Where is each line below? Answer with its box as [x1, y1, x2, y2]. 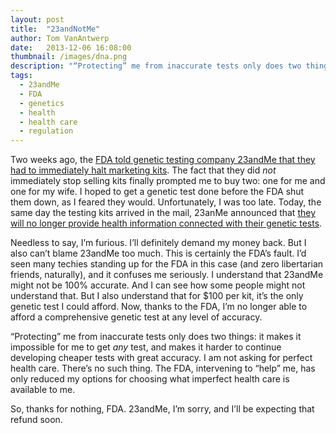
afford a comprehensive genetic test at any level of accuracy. [10, 311, 263, 323]
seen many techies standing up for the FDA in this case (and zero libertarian [10, 258, 324, 270]
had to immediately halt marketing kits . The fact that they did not [10, 164, 277, 176]
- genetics [19, 98, 65, 108]
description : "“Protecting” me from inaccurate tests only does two [10, 61, 302, 71]
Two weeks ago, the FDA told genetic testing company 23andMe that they [10, 154, 316, 166]
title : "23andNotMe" [10, 24, 101, 34]
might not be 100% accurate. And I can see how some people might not [10, 279, 306, 291]
